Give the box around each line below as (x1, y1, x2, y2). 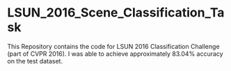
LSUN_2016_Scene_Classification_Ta (7, 5, 225, 21)
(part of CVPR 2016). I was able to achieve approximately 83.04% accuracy (7, 50, 224, 58)
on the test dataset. (7, 57, 63, 65)
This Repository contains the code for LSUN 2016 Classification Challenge (7, 42, 221, 50)
